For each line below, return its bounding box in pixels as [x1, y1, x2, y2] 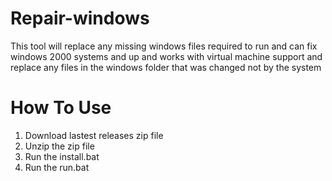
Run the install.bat [24, 150, 100, 162]
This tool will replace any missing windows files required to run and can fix [10, 40, 318, 52]
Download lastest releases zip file [24, 129, 164, 141]
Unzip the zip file [24, 140, 95, 152]
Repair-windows [10, 7, 150, 30]
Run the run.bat [24, 161, 90, 173]
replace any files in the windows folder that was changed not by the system [10, 61, 322, 73]
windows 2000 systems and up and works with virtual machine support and [10, 50, 323, 62]
